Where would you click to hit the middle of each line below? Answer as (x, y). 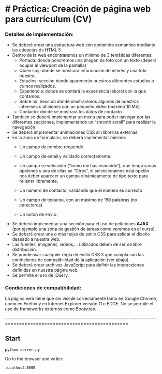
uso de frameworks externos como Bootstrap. (51, 309)
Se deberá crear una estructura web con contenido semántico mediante (84, 45)
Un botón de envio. (38, 215)
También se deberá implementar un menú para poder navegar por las (81, 117)
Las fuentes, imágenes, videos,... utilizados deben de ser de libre (77, 244)
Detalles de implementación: (39, 34)
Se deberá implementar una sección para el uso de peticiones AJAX (80, 224)
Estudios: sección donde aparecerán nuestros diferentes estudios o (87, 81)
